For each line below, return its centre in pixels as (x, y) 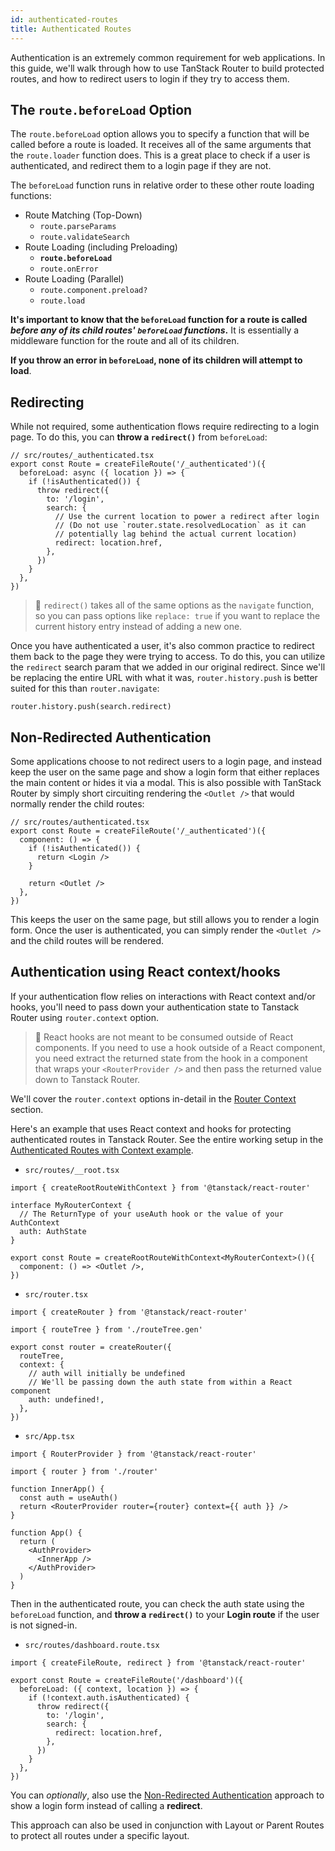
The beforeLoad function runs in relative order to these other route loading (162, 185)
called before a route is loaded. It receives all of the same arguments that (161, 145)
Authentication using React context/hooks (145, 972)
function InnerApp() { (57, 1489)
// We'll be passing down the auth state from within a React (160, 1382)
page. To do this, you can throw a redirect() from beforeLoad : (139, 437)
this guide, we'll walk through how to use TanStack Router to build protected (167, 68)
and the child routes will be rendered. (87, 940)
